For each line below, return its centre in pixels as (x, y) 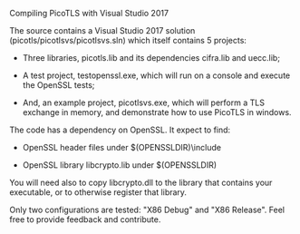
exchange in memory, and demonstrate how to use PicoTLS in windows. (157, 112)
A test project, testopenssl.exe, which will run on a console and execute (156, 75)
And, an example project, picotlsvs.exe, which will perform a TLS (144, 102)
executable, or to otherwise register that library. (98, 192)
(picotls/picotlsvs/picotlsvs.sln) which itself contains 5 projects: (128, 40)
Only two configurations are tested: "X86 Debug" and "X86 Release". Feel (147, 210)
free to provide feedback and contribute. (85, 219)
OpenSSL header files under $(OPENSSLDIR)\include (122, 147)
